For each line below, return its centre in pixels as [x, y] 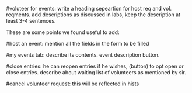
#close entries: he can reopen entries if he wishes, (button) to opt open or [95, 66]
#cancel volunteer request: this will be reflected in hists [73, 84]
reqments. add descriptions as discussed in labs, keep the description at [93, 15]
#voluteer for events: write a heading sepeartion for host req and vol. [89, 8]
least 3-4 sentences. [31, 21]
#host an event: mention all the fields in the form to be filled [78, 44]
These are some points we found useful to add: [63, 32]
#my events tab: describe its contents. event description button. [83, 55]
